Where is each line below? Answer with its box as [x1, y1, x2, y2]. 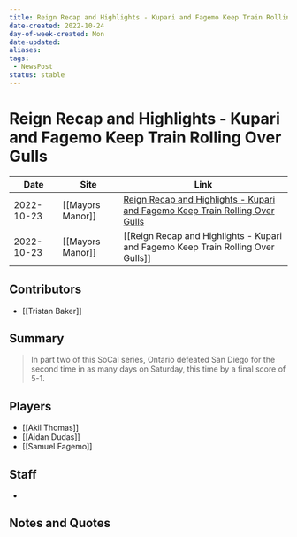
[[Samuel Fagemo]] [21, 441, 93, 452]
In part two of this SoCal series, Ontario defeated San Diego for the [30, 355, 276, 365]
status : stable [9, 71, 65, 80]
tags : [9, 54, 29, 63]
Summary [9, 331, 65, 346]
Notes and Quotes [9, 516, 111, 531]
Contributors [9, 282, 82, 297]
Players [9, 399, 52, 414]
